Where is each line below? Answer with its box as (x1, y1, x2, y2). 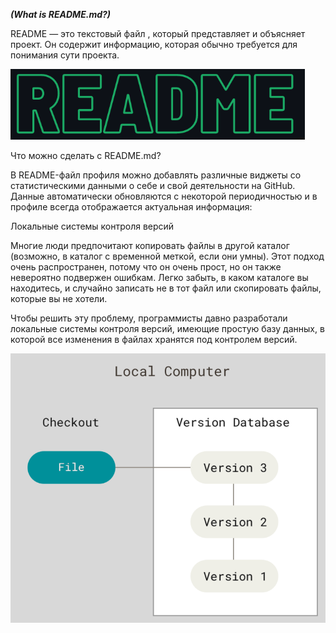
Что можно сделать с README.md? (10, 150, 162, 161)
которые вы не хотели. (10, 293, 108, 304)
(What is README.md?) (10, 9, 112, 20)
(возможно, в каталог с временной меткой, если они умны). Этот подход (10, 250, 325, 262)
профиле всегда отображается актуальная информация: (10, 201, 253, 213)
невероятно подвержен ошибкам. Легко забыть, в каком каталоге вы (10, 272, 309, 283)
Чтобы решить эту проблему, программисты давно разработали (10, 312, 288, 324)
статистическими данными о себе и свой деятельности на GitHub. (10, 180, 296, 191)
